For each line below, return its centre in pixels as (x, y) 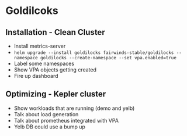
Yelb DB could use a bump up (50, 127)
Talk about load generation (46, 114)
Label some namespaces (44, 63)
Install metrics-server (40, 46)
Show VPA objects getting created (55, 70)
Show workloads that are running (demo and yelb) (74, 108)
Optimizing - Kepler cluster (56, 94)
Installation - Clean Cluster (56, 32)
